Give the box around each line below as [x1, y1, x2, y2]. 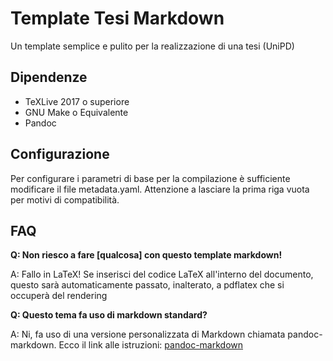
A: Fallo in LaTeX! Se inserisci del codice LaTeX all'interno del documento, [10, 268, 314, 281]
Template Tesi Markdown [10, 7, 225, 30]
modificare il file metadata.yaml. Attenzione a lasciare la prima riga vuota [10, 183, 310, 195]
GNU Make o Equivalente [24, 106, 129, 118]
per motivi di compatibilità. [10, 193, 120, 206]
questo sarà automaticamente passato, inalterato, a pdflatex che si [10, 279, 285, 291]
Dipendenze [10, 69, 88, 86]
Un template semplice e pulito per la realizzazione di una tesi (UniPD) [10, 40, 295, 52]
